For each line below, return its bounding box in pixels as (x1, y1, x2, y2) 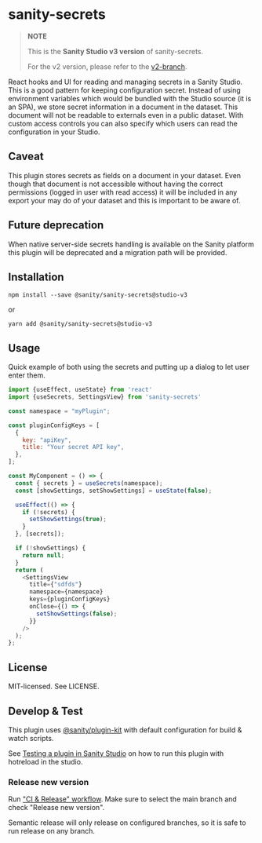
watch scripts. (8, 733, 54, 743)
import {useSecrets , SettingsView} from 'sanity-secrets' (8, 393, 202, 401)
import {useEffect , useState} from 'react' (8, 386, 153, 394)
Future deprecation (8, 218, 104, 232)
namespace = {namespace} (28, 588, 104, 596)
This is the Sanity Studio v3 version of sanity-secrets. (27, 46, 204, 56)
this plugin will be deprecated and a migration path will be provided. (8, 247, 227, 257)
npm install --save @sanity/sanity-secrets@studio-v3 (8, 291, 188, 299)
